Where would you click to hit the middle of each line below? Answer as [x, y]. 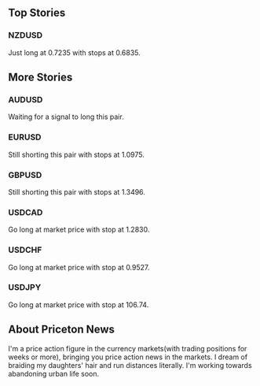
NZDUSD [26, 35]
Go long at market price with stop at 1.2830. [79, 230]
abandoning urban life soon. [54, 373]
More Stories [40, 78]
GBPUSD [25, 175]
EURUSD [25, 137]
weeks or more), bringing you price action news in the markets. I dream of [128, 357]
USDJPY [25, 288]
